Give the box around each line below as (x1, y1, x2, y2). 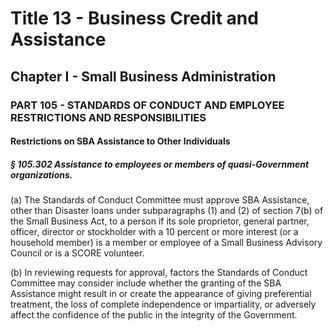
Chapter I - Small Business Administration (10, 68, 277, 85)
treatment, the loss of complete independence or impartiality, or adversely (10, 298, 317, 311)
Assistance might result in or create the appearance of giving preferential (10, 288, 312, 300)
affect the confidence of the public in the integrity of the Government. (10, 309, 298, 321)
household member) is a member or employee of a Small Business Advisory (10, 237, 323, 249)
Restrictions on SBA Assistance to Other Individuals (10, 135, 231, 147)
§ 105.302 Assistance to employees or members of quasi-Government (10, 158, 310, 170)
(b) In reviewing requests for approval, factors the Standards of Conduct (10, 267, 308, 279)
